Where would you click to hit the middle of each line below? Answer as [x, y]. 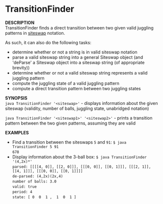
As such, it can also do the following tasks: [48, 42]
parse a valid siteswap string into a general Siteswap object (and [78, 57]
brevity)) [21, 68]
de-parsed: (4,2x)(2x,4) [38, 176]
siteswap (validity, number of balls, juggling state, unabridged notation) [77, 108]
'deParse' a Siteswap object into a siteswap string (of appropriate [78, 62]
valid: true [24, 187]
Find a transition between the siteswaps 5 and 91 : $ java [69, 142]
